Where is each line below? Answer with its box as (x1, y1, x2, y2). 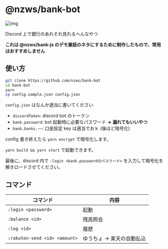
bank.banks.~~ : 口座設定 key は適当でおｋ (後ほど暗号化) (12, 125, 130, 131)
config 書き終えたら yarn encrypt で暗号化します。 (5, 136, 111, 143)
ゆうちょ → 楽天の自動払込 (82, 235, 146, 242)
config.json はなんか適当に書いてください (5, 102, 94, 108)
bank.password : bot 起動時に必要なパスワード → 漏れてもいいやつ (12, 119, 148, 125)
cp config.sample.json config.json (5, 92, 80, 97)
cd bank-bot (5, 83, 30, 88)
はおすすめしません (5, 48, 46, 54)
